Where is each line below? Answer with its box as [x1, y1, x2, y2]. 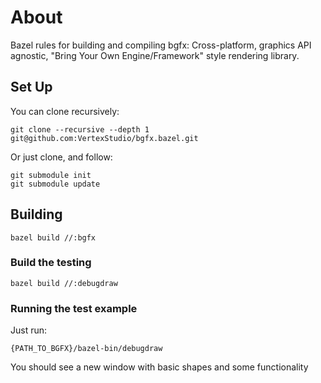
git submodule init [10, 170, 92, 180]
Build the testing [10, 256, 92, 270]
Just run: [10, 324, 48, 336]
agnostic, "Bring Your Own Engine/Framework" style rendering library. [10, 49, 300, 61]
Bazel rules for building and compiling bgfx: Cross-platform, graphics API [10, 39, 312, 51]
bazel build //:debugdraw [10, 278, 118, 288]
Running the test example [10, 301, 138, 315]
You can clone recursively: [10, 105, 120, 117]
